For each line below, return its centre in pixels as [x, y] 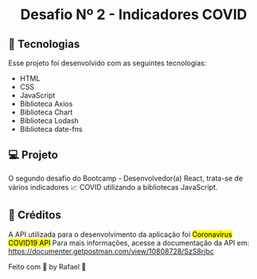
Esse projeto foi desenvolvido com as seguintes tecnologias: [107, 63]
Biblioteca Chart [46, 112]
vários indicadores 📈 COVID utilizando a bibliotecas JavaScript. [113, 187]
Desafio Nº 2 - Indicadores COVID [134, 15]
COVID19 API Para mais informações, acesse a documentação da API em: [129, 242]
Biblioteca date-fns [51, 129]
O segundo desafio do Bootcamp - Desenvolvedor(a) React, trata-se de [126, 178]
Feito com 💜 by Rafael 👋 [47, 266]
